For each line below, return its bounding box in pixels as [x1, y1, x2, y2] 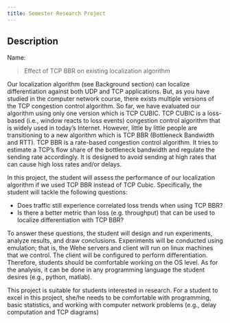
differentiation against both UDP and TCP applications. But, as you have [7, 87, 210, 96]
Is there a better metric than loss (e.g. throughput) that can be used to [16, 208, 216, 217]
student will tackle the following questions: [7, 188, 128, 196]
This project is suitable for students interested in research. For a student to [7, 286, 218, 295]
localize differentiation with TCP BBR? [16, 216, 124, 224]
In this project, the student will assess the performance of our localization [7, 174, 215, 182]
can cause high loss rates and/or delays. [7, 160, 122, 169]
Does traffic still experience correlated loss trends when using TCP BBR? [16, 202, 223, 210]
